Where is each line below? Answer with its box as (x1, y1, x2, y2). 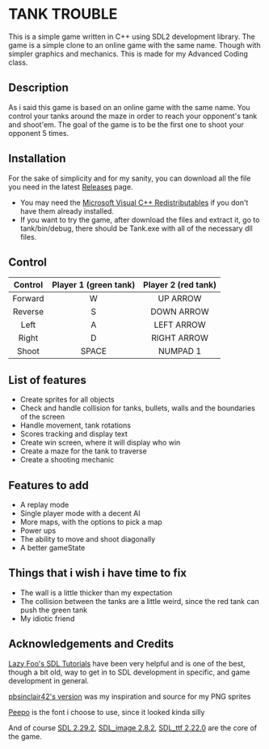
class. (8, 57, 28, 67)
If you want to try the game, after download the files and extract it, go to (19, 215, 260, 224)
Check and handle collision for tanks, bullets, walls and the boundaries (19, 403, 256, 413)
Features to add (8, 479, 89, 492)
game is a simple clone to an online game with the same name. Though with (8, 40, 261, 49)
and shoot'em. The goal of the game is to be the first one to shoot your (8, 119, 244, 130)
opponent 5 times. (8, 128, 69, 138)
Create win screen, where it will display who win (19, 438, 181, 448)
